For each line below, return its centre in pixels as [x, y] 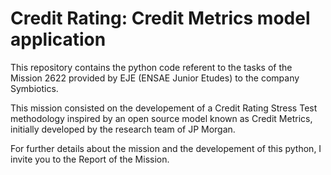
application [58, 39]
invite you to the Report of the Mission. [90, 159]
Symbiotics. [34, 88]
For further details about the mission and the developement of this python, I [166, 148]
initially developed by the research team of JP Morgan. [123, 129]
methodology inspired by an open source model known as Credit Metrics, [161, 118]
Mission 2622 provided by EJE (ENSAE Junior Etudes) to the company [155, 78]
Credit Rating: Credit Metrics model [160, 18]
